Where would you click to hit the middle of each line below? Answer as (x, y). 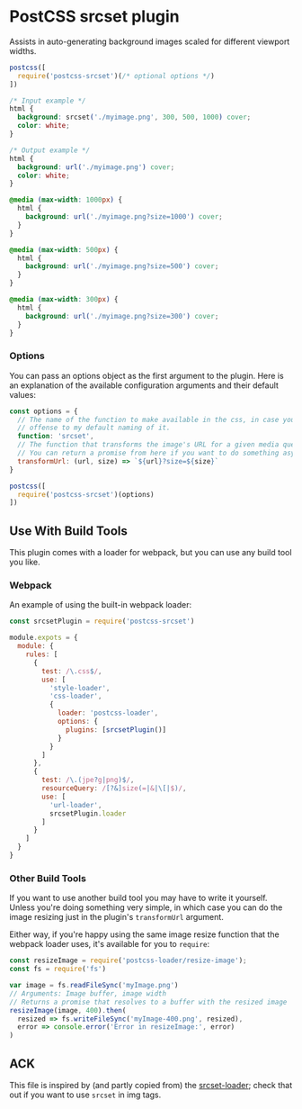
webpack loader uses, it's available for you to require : (110, 944)
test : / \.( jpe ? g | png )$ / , (88, 780)
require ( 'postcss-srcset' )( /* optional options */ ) (116, 76)
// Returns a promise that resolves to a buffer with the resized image (148, 1002)
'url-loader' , (75, 805)
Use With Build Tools (69, 531)
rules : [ (42, 654)
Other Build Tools (48, 878)
